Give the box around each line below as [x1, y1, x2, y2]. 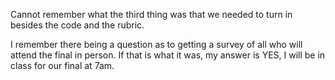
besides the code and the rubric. [10, 19, 145, 31]
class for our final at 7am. [10, 60, 115, 71]
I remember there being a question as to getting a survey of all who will [10, 39, 303, 50]
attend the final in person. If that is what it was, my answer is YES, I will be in [10, 49, 326, 61]
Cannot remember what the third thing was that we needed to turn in [10, 9, 293, 20]
